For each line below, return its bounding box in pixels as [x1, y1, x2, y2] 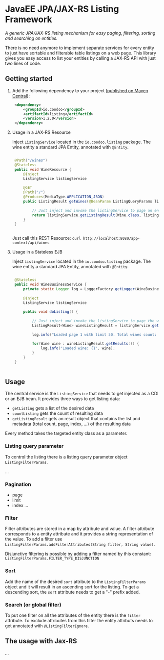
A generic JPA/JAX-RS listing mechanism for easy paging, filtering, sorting [5, 30, 156, 36]
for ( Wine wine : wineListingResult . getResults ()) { [32, 341, 140, 346]
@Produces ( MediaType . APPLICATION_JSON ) [23, 195, 104, 200]
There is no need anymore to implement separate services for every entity [5, 45, 155, 51]
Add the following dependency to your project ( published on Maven [12, 87, 148, 94]
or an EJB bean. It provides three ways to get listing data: [5, 396, 121, 402]
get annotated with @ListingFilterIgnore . [5, 623, 89, 629]
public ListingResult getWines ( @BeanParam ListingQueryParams [23, 199, 153, 204]
